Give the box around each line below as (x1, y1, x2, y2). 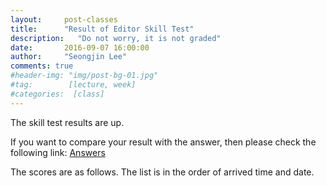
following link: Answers (10, 146, 106, 158)
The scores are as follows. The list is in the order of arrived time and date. (10, 166, 315, 178)
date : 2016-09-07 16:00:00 (10, 42, 150, 53)
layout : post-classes (10, 14, 118, 25)
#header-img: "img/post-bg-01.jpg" (10, 71, 159, 81)
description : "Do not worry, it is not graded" (10, 33, 222, 43)
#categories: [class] (10, 89, 105, 99)
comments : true (10, 61, 74, 71)
